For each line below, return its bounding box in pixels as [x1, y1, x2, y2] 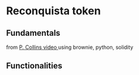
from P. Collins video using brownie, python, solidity [6, 43, 134, 51]
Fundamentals [6, 28, 61, 38]
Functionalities [6, 61, 62, 71]
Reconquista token [6, 4, 101, 18]
